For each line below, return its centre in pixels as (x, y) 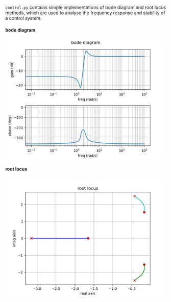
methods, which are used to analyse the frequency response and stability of (85, 13)
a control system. (23, 18)
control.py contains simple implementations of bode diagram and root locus (86, 7)
